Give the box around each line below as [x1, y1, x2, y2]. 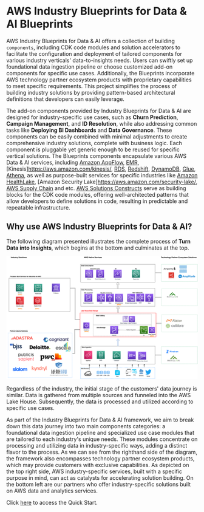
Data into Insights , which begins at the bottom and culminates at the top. [6, 244, 189, 251]
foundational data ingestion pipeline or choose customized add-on [6, 63, 173, 70]
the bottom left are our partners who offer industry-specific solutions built [6, 480, 191, 488]
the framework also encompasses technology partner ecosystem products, [6, 454, 195, 462]
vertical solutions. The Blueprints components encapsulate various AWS [6, 152, 187, 159]
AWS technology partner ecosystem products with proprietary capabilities [6, 76, 192, 83]
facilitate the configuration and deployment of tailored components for [6, 50, 182, 57]
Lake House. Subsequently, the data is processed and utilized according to [6, 398, 194, 405]
